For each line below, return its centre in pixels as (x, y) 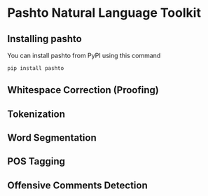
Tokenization (36, 114)
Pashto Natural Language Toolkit (104, 13)
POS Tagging (36, 161)
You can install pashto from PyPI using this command (84, 55)
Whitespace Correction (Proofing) (83, 90)
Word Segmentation (52, 138)
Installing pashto (44, 39)
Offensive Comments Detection (78, 185)
